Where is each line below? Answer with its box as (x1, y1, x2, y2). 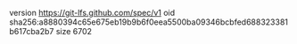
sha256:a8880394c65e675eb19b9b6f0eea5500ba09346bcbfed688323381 (9, 17, 288, 27)
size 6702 (55, 26, 92, 36)
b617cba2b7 (9, 26, 54, 36)
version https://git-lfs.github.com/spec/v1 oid (9, 8, 176, 18)
